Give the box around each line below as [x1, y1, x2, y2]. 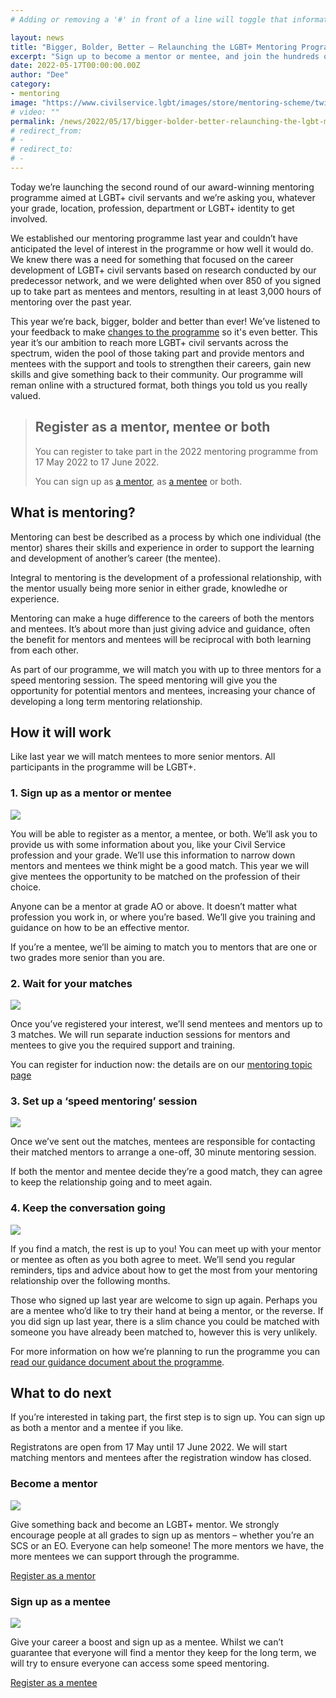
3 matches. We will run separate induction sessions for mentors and [10, 1028, 291, 1040]
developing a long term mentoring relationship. [10, 695, 203, 707]
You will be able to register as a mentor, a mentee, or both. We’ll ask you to [10, 827, 318, 840]
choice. [10, 881, 42, 893]
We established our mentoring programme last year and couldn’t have [10, 232, 298, 244]
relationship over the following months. [10, 1274, 171, 1286]
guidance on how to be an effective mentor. [10, 921, 190, 933]
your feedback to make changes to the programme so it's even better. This [10, 326, 318, 338]
